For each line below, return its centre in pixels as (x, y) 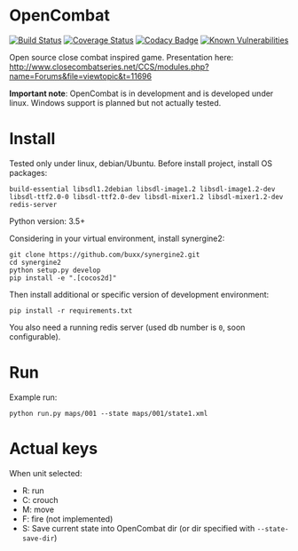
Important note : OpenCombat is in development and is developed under (141, 93)
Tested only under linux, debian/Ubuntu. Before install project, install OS (141, 163)
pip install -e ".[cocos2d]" (63, 278)
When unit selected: (46, 473)
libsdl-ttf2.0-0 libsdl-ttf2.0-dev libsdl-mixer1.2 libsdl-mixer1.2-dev (146, 196)
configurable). (35, 336)
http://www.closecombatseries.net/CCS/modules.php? (110, 67)
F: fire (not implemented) (67, 519)
